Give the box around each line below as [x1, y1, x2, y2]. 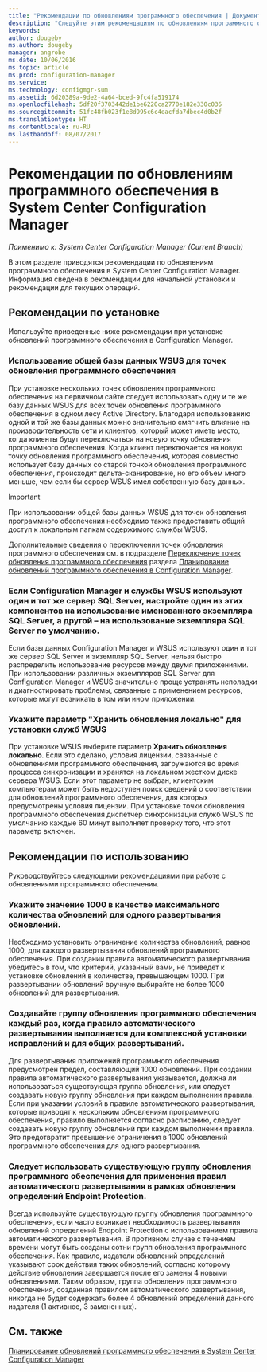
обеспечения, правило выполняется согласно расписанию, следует [8, 1115, 241, 1125]
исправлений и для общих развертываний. [8, 1038, 184, 1049]
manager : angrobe [8, 49, 66, 57]
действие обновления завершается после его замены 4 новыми [8, 1268, 228, 1277]
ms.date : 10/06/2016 [8, 57, 77, 65]
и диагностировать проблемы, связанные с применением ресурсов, [8, 685, 243, 694]
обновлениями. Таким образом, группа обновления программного [8, 1276, 237, 1286]
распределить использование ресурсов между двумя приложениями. [8, 659, 249, 670]
